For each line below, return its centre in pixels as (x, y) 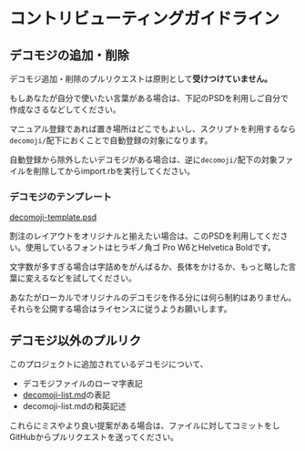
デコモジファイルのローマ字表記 (82, 384)
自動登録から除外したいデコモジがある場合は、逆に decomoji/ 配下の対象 (143, 159)
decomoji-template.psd (53, 217)
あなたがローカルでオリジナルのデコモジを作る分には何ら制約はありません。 (153, 298)
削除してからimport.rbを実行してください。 (114, 171)
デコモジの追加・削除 (69, 55)
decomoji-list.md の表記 (66, 395)
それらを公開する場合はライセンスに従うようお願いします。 (121, 309)
